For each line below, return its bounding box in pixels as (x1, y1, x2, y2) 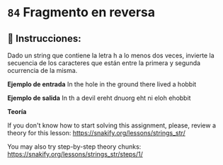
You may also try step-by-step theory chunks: (7, 142, 142, 151)
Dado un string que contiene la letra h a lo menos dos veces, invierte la (7, 51, 215, 59)
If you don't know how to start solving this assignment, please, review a (7, 121, 217, 130)
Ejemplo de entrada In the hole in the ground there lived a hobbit (7, 80, 197, 89)
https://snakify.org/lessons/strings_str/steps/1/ (7, 150, 144, 158)
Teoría (7, 108, 27, 115)
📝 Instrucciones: (7, 33, 81, 45)
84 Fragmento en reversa (7, 4, 156, 21)
